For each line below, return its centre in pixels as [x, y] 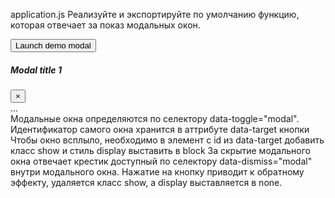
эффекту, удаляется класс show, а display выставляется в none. [146, 182]
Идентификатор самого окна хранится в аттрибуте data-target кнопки [160, 129]
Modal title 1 [36, 70]
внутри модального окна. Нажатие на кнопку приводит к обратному [157, 171]
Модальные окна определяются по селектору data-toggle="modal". [155, 118]
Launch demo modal [53, 45]
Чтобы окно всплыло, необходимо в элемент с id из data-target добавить [167, 140]
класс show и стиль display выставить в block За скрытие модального [160, 150]
